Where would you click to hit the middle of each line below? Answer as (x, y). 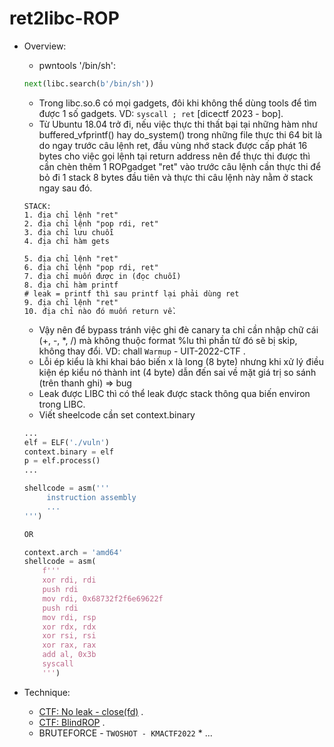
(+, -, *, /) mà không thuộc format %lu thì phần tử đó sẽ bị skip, (168, 340)
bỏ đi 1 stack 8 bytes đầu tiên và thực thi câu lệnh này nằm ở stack (176, 177)
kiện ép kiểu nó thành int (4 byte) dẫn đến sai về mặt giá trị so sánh (177, 372)
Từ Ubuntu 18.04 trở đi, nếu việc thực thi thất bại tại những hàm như (178, 124)
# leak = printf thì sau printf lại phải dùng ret (131, 293)
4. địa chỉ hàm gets (66, 241)
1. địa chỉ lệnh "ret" (71, 215)
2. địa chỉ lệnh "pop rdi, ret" (91, 223)
